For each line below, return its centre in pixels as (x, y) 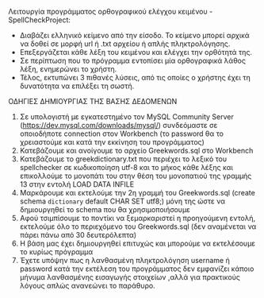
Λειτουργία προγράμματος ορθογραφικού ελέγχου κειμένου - (111, 12)
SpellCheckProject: (40, 20)
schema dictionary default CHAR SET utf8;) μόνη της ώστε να (122, 201)
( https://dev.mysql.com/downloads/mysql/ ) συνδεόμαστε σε (119, 125)
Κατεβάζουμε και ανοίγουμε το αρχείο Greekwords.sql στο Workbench (136, 151)
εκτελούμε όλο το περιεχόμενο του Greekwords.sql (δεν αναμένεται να (138, 226)
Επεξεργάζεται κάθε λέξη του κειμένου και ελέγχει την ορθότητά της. (136, 52)
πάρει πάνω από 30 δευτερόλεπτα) (78, 235)
